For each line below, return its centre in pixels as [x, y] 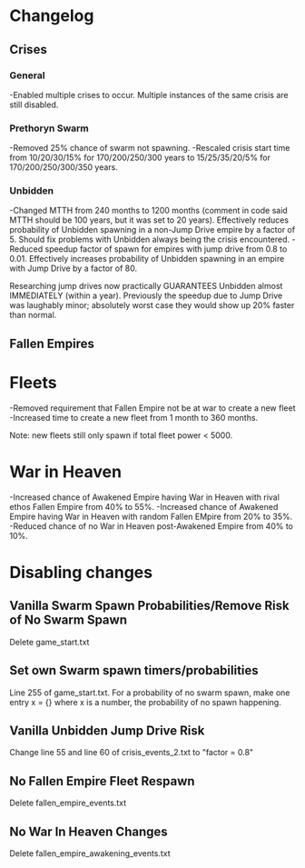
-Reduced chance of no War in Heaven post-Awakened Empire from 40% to [151, 526]
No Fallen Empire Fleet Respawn [102, 781]
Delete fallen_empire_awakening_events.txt [90, 853]
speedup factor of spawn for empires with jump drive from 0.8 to [166, 249]
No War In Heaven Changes [89, 831]
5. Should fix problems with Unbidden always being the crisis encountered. [150, 239]
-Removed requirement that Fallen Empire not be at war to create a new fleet [152, 408]
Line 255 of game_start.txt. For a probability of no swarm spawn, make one [150, 693]
